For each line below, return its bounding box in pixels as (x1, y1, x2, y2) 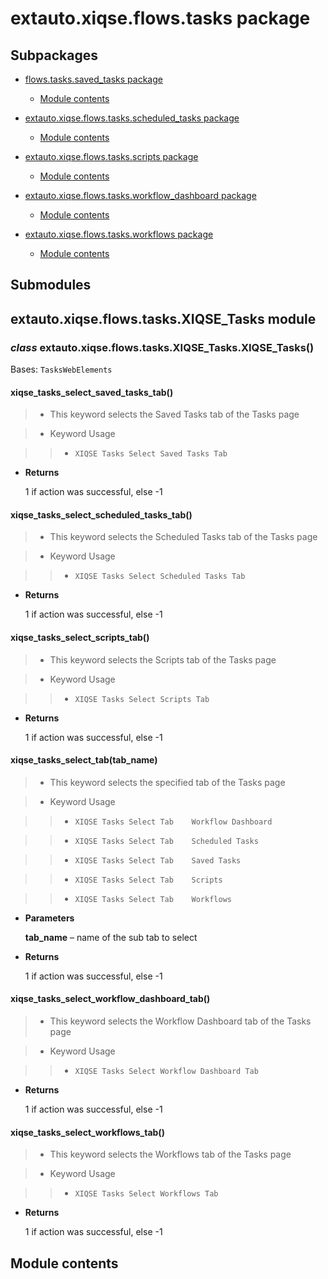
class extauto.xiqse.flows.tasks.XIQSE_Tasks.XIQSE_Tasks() (10, 340, 315, 354)
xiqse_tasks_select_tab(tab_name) (10, 754, 158, 766)
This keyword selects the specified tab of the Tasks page (49, 776, 286, 788)
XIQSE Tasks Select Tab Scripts (74, 875, 223, 885)
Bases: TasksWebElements (10, 363, 113, 376)
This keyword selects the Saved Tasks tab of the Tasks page (49, 408, 300, 421)
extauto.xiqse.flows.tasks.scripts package (24, 151, 199, 162)
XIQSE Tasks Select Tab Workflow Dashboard (74, 817, 273, 827)
